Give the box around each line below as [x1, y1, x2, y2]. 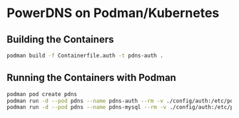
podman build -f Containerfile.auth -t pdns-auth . [6, 52, 163, 59]
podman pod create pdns [6, 90, 78, 97]
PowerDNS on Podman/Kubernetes [6, 5, 220, 21]
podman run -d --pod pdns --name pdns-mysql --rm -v [6, 104, 167, 111]
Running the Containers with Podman [6, 72, 176, 84]
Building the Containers [6, 33, 114, 45]
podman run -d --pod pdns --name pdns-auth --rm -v [6, 97, 163, 104]
